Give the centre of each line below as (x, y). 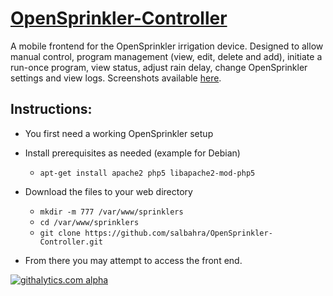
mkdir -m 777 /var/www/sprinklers (111, 212)
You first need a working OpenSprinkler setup (119, 133)
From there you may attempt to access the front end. (133, 260)
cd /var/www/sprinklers (89, 222)
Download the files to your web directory (108, 191)
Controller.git (71, 242)
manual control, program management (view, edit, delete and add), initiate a (166, 56)
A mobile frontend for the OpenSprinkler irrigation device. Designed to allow (167, 46)
